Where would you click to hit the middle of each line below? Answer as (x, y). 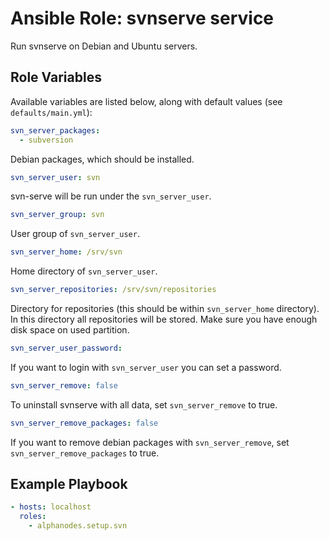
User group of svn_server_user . (75, 234)
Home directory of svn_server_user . (84, 271)
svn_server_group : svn (57, 215)
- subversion (46, 140)
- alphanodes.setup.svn (78, 526)
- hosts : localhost (51, 507)
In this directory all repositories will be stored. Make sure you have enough (164, 319)
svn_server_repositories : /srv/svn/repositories (113, 290)
